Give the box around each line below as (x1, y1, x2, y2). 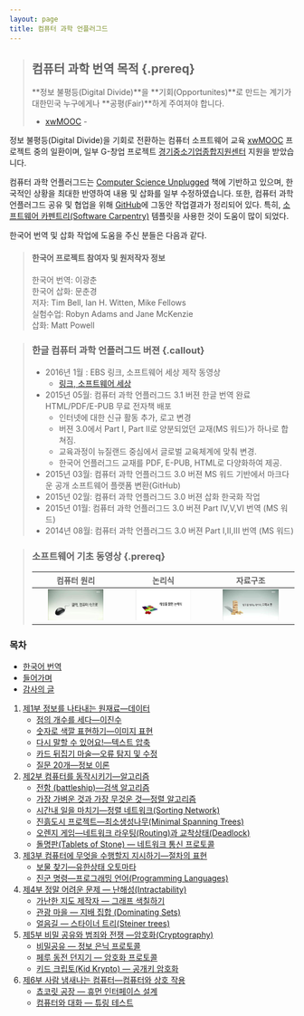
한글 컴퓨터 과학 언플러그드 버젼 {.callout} (31, 344, 205, 357)
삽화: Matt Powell (31, 320, 95, 331)
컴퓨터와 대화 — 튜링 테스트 (35, 997, 134, 1009)
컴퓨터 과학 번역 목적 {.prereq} (31, 61, 195, 76)
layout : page (9, 14, 59, 24)
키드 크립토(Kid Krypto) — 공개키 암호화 (35, 963, 179, 974)
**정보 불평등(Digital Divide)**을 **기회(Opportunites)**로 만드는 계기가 (31, 87, 292, 98)
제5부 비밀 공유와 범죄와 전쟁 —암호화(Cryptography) (22, 929, 214, 941)
